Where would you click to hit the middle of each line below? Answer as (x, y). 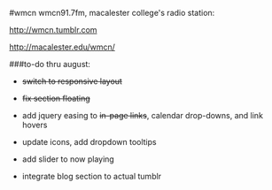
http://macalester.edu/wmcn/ (62, 47)
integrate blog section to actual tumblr (92, 176)
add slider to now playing (68, 159)
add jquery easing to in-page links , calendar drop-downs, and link (143, 115)
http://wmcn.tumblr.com (53, 30)
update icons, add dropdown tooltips (89, 142)
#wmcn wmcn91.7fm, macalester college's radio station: (112, 13)
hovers (35, 125)
